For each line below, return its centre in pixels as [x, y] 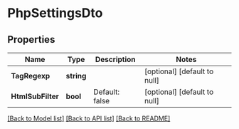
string [76, 76]
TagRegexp [31, 76]
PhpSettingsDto [55, 13]
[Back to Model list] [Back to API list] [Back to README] [89, 118]
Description [116, 60]
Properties [31, 40]
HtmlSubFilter [35, 96]
